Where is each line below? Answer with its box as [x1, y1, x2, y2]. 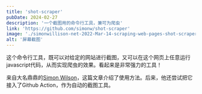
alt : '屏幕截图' [6, 37, 43, 43]
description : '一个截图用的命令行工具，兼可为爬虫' [6, 20, 123, 26]
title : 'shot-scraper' [6, 8, 63, 15]
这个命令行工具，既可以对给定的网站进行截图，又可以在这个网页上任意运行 [6, 54, 191, 60]
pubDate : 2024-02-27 [6, 14, 58, 20]
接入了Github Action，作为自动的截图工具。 [6, 81, 114, 89]
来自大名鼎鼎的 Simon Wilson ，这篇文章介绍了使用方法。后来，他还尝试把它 [6, 74, 193, 81]
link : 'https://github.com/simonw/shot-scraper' [6, 25, 130, 32]
